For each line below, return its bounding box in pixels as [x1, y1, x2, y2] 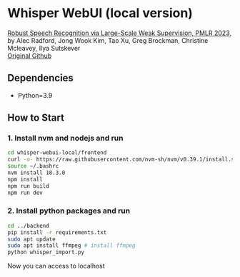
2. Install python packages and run [7, 206, 131, 216]
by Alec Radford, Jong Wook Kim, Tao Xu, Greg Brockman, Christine [7, 36, 209, 44]
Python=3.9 [17, 91, 53, 99]
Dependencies [7, 72, 74, 84]
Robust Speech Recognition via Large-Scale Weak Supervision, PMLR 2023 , [7, 29, 232, 37]
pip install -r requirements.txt [7, 228, 107, 236]
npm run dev [7, 189, 43, 196]
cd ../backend [7, 222, 50, 229]
